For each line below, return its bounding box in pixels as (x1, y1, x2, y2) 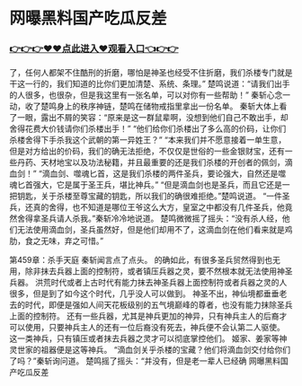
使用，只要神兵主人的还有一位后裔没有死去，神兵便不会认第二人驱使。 (24, 322, 285, 333)
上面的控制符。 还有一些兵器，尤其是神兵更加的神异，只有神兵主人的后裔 (9, 311, 280, 321)
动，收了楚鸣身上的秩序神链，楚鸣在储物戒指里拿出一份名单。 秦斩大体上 (9, 101, 280, 112)
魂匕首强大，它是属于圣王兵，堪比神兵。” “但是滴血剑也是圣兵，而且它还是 (9, 180, 283, 190)
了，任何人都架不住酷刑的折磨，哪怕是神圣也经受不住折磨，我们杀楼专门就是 (9, 67, 293, 78)
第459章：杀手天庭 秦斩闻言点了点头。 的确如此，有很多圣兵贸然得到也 (9, 255, 272, 266)
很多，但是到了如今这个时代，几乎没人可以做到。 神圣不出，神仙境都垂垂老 (9, 288, 288, 299)
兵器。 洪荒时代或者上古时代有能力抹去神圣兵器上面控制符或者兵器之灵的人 (9, 277, 288, 288)
